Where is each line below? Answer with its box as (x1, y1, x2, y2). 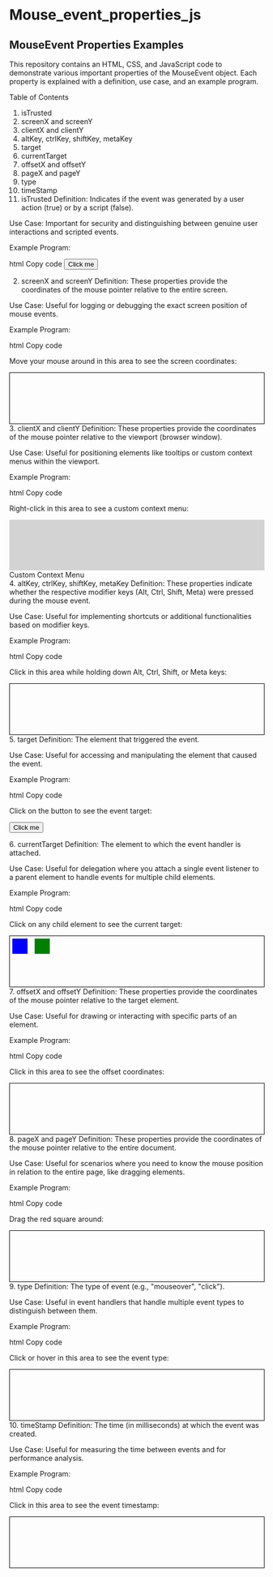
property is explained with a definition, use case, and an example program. (9, 77, 258, 86)
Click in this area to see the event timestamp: (9, 1501, 160, 1510)
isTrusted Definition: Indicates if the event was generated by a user (20, 194, 245, 203)
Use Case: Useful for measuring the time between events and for (9, 1445, 226, 1454)
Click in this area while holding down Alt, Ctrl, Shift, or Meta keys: (9, 667, 228, 677)
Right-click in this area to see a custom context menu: (9, 504, 189, 513)
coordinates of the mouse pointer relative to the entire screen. (20, 285, 228, 294)
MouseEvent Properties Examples (9, 38, 185, 52)
